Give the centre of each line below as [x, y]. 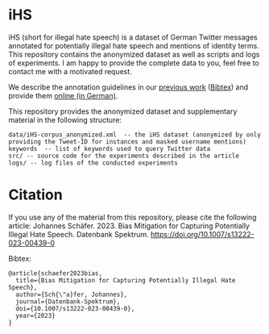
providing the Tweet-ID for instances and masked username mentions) [128, 142]
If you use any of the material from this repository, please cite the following [132, 217]
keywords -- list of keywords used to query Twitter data [110, 148]
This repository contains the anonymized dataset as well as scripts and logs [134, 54]
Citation [35, 195]
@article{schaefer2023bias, [56, 273]
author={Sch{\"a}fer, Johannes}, [72, 294]
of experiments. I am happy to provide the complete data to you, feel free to [134, 63]
